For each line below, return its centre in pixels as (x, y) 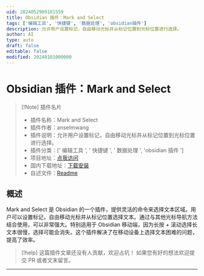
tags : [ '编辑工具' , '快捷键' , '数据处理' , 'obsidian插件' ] (76, 23)
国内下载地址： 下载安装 (59, 165)
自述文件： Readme (54, 173)
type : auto (20, 40)
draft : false (23, 46)
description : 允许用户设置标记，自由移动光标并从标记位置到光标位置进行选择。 (94, 29)
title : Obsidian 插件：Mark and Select (55, 18)
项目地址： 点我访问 (54, 158)
